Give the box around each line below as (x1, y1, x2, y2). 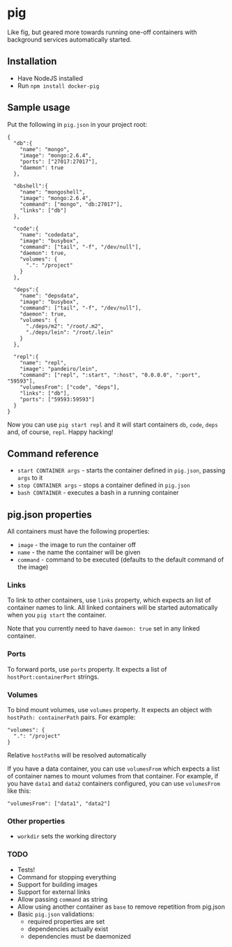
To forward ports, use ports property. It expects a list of (7, 665, 167, 673)
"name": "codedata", (20, 231, 79, 238)
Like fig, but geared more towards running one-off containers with (7, 28, 197, 36)
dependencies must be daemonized (27, 932, 131, 940)
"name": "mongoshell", (20, 188, 86, 196)
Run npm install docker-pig (17, 82, 100, 90)
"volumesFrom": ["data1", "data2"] (7, 800, 111, 808)
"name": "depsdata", (20, 292, 79, 299)
